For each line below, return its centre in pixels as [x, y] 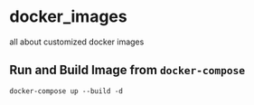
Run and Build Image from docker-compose [127, 70]
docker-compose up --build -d [66, 91]
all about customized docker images [77, 42]
